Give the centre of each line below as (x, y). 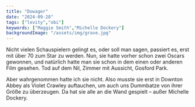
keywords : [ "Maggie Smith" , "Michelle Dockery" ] (65, 28)
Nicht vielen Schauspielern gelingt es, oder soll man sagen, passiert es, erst (97, 49)
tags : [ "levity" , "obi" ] (35, 22)
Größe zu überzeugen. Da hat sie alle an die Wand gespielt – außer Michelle (97, 92)
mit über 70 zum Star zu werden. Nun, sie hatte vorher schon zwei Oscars (95, 56)
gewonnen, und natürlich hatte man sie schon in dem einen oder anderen (94, 62)
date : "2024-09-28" (30, 17)
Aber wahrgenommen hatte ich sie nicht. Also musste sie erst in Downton (95, 80)
